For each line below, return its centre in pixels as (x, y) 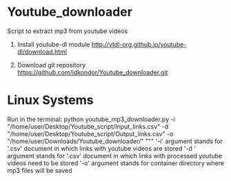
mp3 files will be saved (40, 170)
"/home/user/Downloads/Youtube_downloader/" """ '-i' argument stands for (115, 141)
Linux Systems (50, 100)
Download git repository (51, 65)
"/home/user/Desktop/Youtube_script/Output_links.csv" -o (90, 134)
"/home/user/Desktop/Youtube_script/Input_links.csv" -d (88, 126)
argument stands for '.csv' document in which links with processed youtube (115, 156)
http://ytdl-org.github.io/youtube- (139, 44)
